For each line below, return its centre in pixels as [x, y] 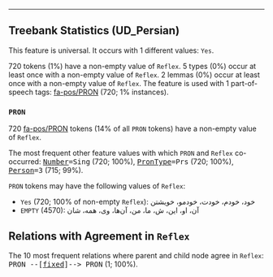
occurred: [25, 162]
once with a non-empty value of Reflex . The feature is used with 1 [119, 83]
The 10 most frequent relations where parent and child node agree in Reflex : [136, 255]
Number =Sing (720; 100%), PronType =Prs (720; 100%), [138, 162]
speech [21, 92]
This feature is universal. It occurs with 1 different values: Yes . [111, 50]
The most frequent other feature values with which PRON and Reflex [121, 153]
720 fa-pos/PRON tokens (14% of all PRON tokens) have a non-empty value [133, 129]
